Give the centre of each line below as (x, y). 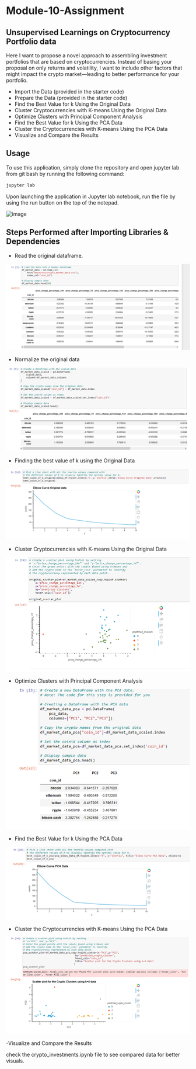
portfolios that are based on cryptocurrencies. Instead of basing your (89, 62)
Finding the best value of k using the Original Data (75, 461)
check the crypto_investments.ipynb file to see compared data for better (93, 1055)
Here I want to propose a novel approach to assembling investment (87, 56)
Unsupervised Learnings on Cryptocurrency (88, 32)
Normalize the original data (47, 359)
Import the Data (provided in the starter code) (69, 91)
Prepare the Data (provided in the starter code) (71, 98)
